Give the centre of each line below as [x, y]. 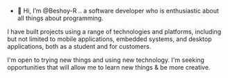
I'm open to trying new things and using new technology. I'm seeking [106, 60]
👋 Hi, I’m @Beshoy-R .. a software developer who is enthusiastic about [118, 11]
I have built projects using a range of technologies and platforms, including [114, 32]
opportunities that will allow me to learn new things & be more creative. [109, 67]
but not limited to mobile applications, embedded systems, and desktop [109, 39]
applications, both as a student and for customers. [79, 46]
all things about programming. [60, 18]
